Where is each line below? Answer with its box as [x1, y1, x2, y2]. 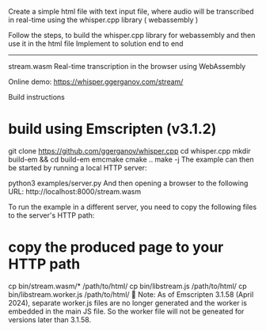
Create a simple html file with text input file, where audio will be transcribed [8, 7, 255, 16]
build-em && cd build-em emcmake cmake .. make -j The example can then [8, 154, 255, 164]
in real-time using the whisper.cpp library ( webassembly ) [8, 15, 199, 25]
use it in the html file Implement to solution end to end [8, 39, 184, 48]
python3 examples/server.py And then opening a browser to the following [8, 178, 249, 188]
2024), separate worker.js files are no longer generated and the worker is [8, 298, 248, 307]
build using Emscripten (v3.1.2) [8, 120, 217, 138]
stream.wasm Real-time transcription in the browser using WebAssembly [8, 62, 246, 70]
